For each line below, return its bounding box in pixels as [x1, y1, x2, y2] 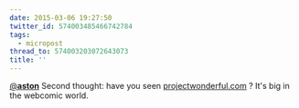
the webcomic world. [9, 90, 89, 101]
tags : [9, 30, 30, 39]
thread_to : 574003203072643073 [9, 47, 129, 56]
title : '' [9, 55, 48, 64]
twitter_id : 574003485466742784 [9, 22, 133, 31]
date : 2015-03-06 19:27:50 [9, 13, 112, 23]
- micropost [17, 38, 64, 48]
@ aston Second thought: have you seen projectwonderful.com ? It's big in [9, 81, 290, 91]
